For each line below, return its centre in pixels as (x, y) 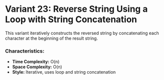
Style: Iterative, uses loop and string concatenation (64, 72)
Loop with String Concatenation (71, 19)
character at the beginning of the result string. (51, 38)
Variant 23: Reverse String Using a (76, 9)
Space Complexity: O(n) (37, 67)
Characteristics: (25, 51)
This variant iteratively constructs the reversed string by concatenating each (82, 33)
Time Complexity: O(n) (36, 62)
